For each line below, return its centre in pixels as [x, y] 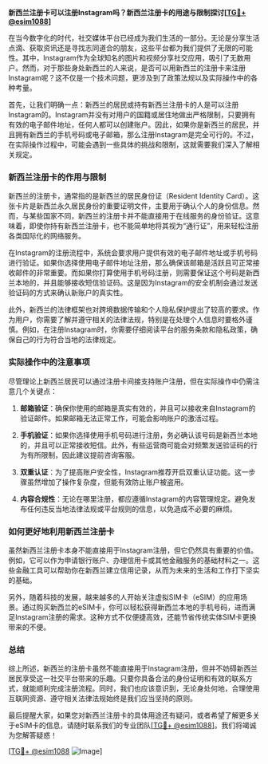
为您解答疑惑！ [33, 735]
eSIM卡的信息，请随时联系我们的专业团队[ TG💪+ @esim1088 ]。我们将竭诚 [136, 726]
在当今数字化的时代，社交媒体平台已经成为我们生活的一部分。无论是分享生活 [134, 38]
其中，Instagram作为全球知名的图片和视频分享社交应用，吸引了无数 [133, 58]
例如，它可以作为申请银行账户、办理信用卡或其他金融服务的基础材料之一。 [130, 560]
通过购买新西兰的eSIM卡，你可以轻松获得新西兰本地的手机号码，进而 [135, 607]
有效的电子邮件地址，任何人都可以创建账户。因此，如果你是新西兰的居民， [130, 124]
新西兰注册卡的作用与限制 [57, 177]
